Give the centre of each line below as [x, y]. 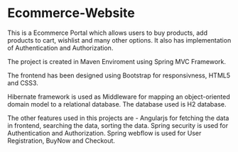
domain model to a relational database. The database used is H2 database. [117, 104]
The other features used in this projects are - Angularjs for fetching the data [118, 118]
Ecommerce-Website [71, 13]
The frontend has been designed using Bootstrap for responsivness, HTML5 [119, 75]
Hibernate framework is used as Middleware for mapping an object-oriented [119, 97]
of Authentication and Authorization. [60, 48]
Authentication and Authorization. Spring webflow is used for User [104, 133]
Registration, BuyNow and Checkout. [61, 141]
